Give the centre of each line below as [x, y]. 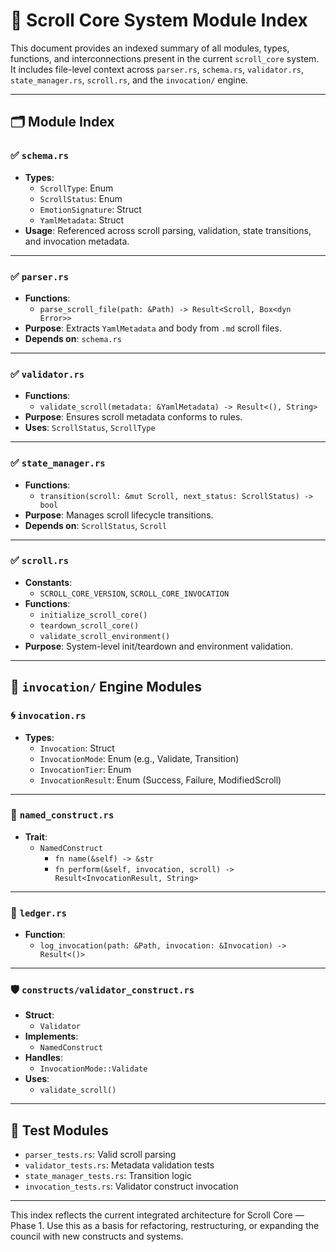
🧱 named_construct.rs [62, 815]
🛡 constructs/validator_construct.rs [102, 990]
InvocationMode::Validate [93, 1069]
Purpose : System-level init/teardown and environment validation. [159, 646]
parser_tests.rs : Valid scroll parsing [100, 1155]
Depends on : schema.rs [73, 338]
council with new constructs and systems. [97, 1236]
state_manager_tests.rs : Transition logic [108, 1176]
